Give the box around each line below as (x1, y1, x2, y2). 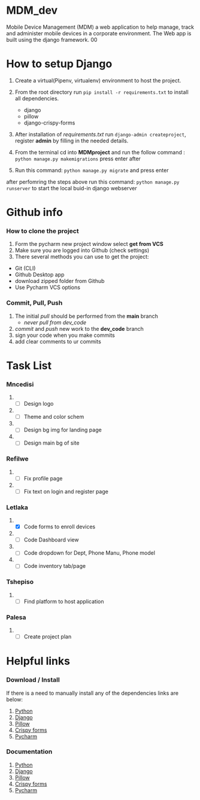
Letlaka (6, 503, 28, 512)
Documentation (6, 747, 53, 756)
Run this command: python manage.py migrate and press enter (14, 166, 169, 174)
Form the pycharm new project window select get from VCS (14, 241, 163, 248)
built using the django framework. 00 (6, 36, 98, 43)
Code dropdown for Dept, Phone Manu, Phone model (23, 549, 156, 556)
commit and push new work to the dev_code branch (14, 325, 144, 332)
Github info (6, 206, 63, 219)
